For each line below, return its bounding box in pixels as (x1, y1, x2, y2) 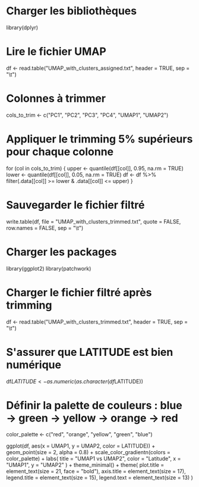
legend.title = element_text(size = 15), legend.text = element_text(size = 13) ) (6, 474, 193, 481)
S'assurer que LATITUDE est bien (6, 345, 173, 359)
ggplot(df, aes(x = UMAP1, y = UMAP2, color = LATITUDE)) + (6, 442, 156, 449)
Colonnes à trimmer (6, 92, 106, 106)
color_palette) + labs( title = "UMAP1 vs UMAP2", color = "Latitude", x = (6, 455, 181, 463)
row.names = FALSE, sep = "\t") (6, 224, 84, 231)
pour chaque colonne (6, 145, 114, 159)
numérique (6, 358, 61, 371)
